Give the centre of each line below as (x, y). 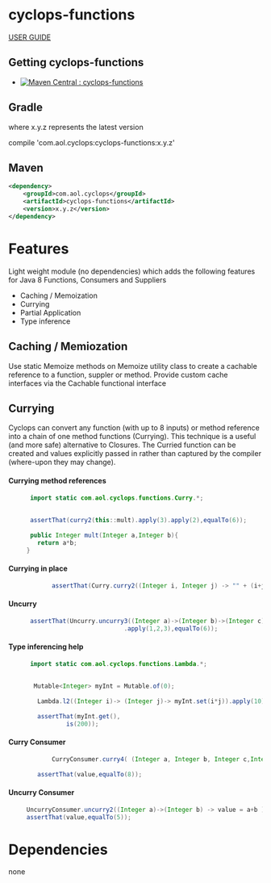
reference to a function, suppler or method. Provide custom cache (118, 375)
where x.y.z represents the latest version (76, 127)
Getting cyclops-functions (76, 63)
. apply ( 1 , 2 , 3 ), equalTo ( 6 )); (171, 628)
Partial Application (50, 312)
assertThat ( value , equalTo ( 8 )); (90, 774)
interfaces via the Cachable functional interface (88, 383)
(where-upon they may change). (62, 462)
